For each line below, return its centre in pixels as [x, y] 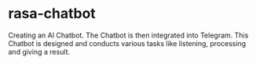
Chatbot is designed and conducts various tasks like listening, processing [127, 43]
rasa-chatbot [52, 14]
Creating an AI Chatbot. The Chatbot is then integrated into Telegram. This [128, 35]
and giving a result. [39, 52]
